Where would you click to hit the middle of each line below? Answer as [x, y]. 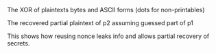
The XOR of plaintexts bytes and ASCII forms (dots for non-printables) [106, 10]
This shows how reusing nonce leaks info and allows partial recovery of [108, 36]
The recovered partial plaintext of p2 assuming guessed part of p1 [100, 23]
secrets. [19, 43]
